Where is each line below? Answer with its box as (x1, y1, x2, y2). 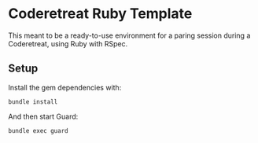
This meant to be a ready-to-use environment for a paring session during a (8, 31, 251, 40)
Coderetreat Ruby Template (8, 5, 193, 23)
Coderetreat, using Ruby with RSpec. (8, 38, 128, 48)
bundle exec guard (8, 126, 68, 134)
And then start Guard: (8, 112, 79, 121)
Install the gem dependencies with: (8, 82, 122, 92)
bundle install (8, 97, 58, 106)
